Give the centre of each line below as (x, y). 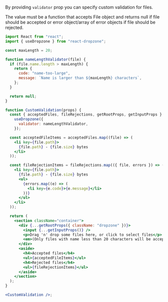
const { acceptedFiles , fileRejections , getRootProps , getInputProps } (86, 114)
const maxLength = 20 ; (29, 50)
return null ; (23, 96)
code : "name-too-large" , (44, 73)
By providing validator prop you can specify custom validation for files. (79, 7)
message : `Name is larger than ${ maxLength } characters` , (80, 78)
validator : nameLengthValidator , (53, 124)
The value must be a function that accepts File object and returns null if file (82, 17)
